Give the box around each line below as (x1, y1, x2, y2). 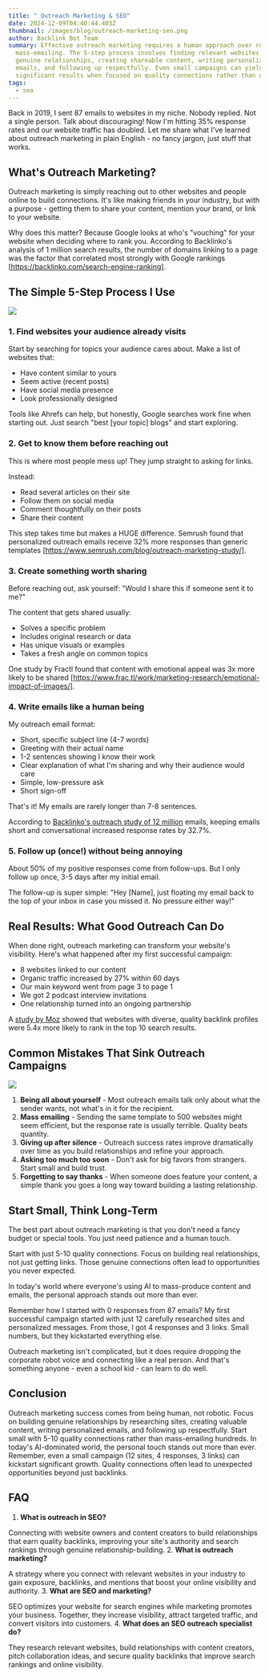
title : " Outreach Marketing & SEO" (8, 11, 130, 20)
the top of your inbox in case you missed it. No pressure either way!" (8, 896, 235, 906)
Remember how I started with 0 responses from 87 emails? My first (8, 1305, 230, 1315)
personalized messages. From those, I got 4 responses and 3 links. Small (8, 1322, 250, 1331)
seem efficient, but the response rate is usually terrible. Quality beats (19, 1121, 248, 1130)
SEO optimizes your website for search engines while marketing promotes (8, 1601, 252, 1611)
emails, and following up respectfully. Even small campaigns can (15, 64, 242, 72)
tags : (8, 79, 26, 87)
